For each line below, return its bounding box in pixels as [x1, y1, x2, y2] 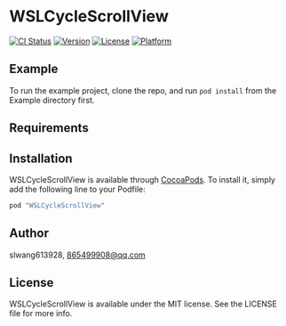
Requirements [9, 120, 89, 135]
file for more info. [9, 308, 73, 319]
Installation [9, 151, 73, 166]
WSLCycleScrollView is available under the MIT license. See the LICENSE [9, 298, 277, 309]
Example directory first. [9, 94, 95, 105]
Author [9, 225, 49, 241]
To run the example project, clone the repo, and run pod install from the [9, 85, 277, 95]
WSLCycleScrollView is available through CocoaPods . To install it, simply [9, 174, 275, 184]
